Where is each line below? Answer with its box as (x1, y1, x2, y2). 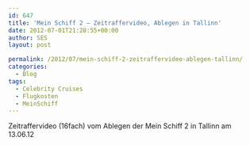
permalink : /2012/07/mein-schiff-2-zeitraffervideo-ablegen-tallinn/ (8, 55, 244, 63)
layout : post (8, 41, 52, 49)
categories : (8, 63, 48, 71)
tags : (8, 77, 26, 86)
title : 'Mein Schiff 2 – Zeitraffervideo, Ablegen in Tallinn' (8, 19, 222, 27)
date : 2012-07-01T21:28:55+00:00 (8, 26, 119, 34)
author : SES (8, 33, 48, 42)
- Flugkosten (15, 92, 59, 100)
